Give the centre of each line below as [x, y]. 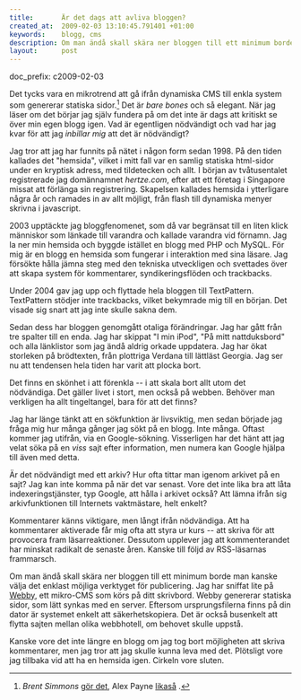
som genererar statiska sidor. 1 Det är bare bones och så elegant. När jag [142, 104]
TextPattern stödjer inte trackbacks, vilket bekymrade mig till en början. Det [148, 300]
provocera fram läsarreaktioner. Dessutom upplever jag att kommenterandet [150, 539]
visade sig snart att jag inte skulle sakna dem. [93, 310]
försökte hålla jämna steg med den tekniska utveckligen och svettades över [149, 263]
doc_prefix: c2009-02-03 [57, 76]
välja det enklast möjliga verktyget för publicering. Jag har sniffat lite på [142, 585]
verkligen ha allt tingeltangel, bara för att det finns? [103, 401]
